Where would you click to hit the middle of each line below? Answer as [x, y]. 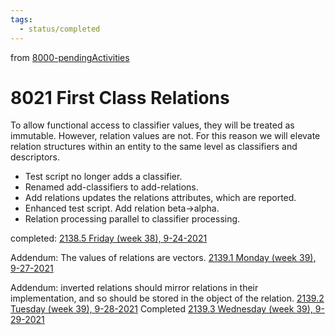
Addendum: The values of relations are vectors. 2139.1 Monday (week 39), [163, 258]
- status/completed [60, 29]
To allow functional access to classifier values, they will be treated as [152, 125]
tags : [21, 19]
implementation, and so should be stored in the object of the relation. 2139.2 [167, 298]
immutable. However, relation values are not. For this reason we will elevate [165, 136]
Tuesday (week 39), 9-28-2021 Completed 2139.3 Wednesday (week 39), [161, 309]
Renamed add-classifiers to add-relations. [111, 187]
